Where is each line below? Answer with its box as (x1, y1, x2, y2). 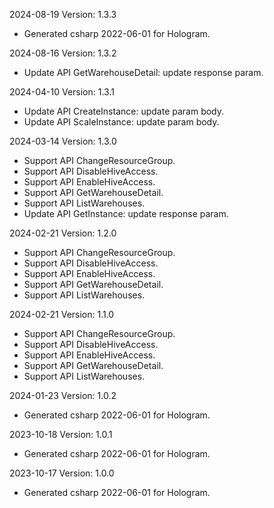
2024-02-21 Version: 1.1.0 (9, 309, 115, 320)
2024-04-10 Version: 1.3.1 (9, 86, 115, 98)
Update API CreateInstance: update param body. (23, 105, 225, 117)
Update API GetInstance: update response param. (23, 208, 229, 219)
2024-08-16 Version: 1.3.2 (9, 47, 117, 59)
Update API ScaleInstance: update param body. (23, 116, 220, 128)
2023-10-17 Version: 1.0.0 (9, 467, 115, 479)
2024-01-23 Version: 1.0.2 (9, 390, 117, 401)
